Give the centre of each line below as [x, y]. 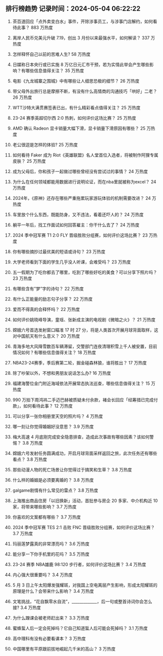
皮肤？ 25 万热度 [29, 161]
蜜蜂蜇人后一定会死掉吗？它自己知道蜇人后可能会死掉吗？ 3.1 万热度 [80, 628]
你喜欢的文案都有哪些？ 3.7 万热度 [47, 517]
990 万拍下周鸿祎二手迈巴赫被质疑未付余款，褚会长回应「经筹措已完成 [83, 399]
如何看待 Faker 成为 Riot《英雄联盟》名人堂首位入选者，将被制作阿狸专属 [85, 155]
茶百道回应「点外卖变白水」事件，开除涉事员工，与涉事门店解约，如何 [83, 21]
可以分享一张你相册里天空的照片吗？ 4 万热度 [58, 416]
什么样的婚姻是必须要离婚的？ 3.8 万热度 [53, 480]
